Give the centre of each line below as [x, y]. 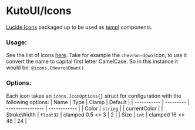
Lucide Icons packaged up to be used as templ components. [79, 27]
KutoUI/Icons [39, 11]
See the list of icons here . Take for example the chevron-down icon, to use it [97, 55]
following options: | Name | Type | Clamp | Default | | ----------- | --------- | [98, 102]
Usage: [17, 42]
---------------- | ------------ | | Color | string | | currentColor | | [85, 108]
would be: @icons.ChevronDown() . [46, 68]
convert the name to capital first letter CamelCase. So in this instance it [92, 61]
